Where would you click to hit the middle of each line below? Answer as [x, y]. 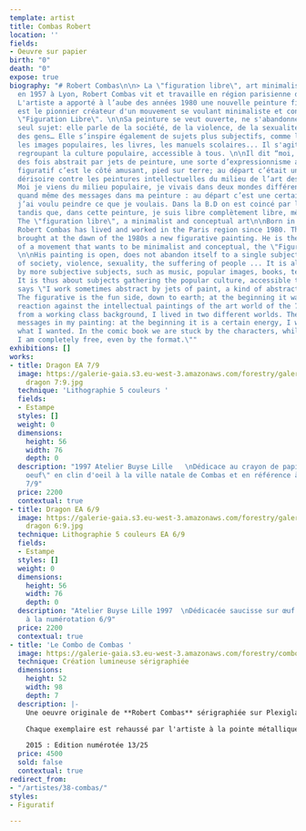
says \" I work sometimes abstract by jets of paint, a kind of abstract [158, 289]
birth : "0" [30, 60]
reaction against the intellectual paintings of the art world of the [154, 306]
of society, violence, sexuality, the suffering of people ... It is [152, 264]
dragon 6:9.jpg [55, 526]
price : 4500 [41, 754]
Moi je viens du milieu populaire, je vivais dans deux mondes [140, 188]
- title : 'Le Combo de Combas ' [71, 645]
